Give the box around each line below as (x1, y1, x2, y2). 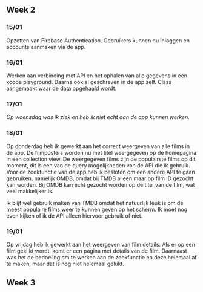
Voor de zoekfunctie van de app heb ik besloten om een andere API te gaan (6, 168, 195, 175)
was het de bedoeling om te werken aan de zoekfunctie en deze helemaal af (6, 253, 197, 261)
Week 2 (6, 5, 36, 15)
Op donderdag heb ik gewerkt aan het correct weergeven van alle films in (6, 142, 190, 150)
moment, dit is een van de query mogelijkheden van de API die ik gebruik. (6, 161, 191, 169)
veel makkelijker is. (6, 187, 54, 195)
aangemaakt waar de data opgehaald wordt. (6, 85, 117, 92)
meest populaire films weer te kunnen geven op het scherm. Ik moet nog (6, 206, 188, 213)
